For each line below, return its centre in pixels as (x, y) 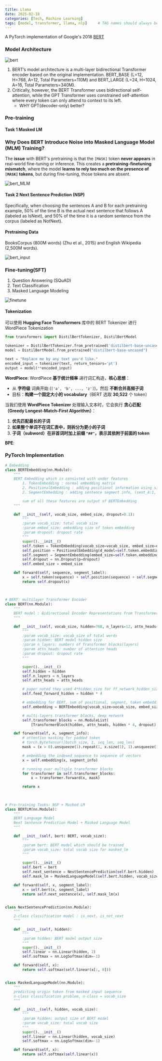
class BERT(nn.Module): (29, 604)
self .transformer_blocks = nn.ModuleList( (66, 720)
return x (31, 787)
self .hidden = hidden (44, 671)
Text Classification (30, 286)
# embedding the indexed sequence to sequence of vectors (82, 756)
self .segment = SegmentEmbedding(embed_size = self (73, 555)
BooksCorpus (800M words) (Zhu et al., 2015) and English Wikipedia (73, 242)
